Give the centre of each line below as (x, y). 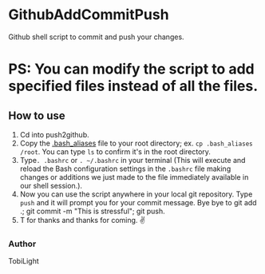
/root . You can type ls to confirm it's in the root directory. (115, 151)
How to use (37, 115)
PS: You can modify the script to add (131, 69)
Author (22, 244)
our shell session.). (51, 185)
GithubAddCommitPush (89, 15)
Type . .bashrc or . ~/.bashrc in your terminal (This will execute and (132, 160)
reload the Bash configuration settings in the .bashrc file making (125, 169)
